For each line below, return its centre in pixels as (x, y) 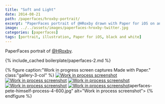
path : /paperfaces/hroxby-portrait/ (42, 19)
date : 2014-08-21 (23, 14)
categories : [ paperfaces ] (31, 32)
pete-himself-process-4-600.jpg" (39, 91)
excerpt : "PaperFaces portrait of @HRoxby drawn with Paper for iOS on (80, 23)
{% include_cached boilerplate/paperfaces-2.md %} (58, 60)
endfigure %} (19, 96)
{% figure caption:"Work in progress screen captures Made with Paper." (78, 70)
